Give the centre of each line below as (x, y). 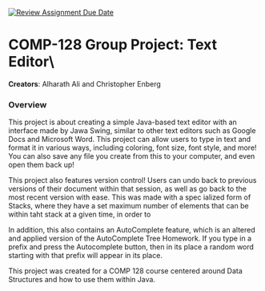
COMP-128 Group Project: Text (113, 45)
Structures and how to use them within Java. (82, 280)
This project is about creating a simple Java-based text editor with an (123, 122)
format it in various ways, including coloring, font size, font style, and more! (133, 148)
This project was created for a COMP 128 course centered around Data (125, 271)
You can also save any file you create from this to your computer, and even (132, 156)
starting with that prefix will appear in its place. (85, 256)
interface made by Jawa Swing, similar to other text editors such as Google (132, 131)
